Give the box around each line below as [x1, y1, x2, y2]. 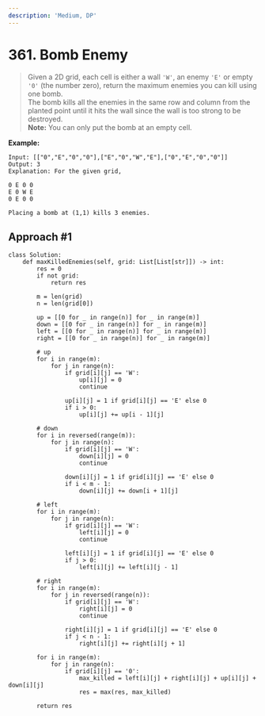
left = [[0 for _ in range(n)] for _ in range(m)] [36, 327, 207, 335]
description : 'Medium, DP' [8, 11, 97, 20]
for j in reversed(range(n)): [50, 592, 150, 599]
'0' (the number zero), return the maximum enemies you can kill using [27, 80, 257, 90]
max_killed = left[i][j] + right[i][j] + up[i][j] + [78, 675, 257, 683]
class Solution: [8, 251, 62, 259]
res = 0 [36, 265, 62, 274]
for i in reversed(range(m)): [36, 431, 136, 440]
